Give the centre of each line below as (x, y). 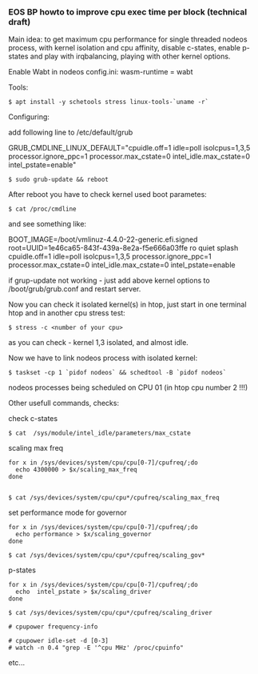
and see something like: (47, 224)
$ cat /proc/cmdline (43, 209)
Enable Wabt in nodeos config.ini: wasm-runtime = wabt (101, 72)
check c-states (33, 419)
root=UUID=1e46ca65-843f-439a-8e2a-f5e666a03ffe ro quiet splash (123, 248)
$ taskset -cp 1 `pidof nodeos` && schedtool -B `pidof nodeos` (117, 373)
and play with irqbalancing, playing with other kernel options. (130, 56)
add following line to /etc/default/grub (71, 132)
